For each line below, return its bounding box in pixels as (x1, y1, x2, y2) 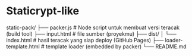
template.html (6, 43, 40, 50)
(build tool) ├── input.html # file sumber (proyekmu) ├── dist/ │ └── (6, 30, 177, 37)
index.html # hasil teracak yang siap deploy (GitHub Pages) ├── (6, 36, 164, 43)
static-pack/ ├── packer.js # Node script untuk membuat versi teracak (6, 24, 180, 31)
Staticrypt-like (6, 4, 79, 18)
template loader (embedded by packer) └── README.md (45, 43, 187, 50)
